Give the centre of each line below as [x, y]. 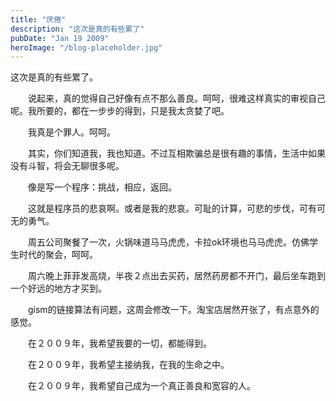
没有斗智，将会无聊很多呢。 [67, 166]
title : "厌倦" [38, 19]
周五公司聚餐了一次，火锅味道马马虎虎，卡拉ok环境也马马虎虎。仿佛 [168, 242]
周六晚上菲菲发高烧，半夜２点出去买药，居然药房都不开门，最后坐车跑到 [176, 276]
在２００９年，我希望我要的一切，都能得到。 [119, 343]
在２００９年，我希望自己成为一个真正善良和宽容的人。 [141, 386]
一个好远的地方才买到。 [58, 288]
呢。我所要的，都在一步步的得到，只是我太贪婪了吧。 [120, 111]
